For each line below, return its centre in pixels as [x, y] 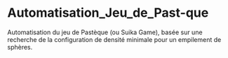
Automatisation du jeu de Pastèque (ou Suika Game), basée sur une [105, 32]
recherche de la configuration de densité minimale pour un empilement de [114, 39]
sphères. [20, 47]
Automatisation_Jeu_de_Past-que [108, 13]
